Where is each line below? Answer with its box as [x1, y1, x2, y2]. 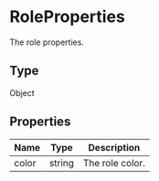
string [48, 156, 75, 169]
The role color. [82, 156, 146, 169]
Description [88, 141, 141, 154]
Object [9, 87, 35, 98]
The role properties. [9, 37, 85, 48]
